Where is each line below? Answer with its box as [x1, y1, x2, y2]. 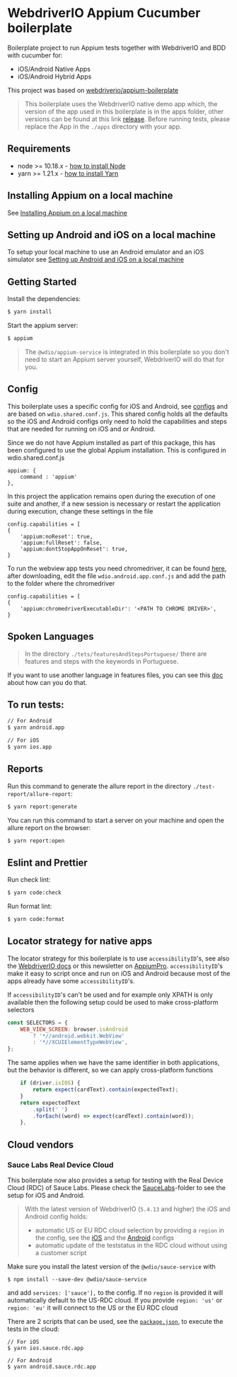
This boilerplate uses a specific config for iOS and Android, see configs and [7, 402, 228, 410]
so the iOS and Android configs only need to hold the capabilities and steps [7, 416, 228, 426]
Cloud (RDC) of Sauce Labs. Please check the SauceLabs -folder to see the [7, 1184, 226, 1191]
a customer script [35, 1249, 87, 1257]
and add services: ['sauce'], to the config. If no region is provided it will [7, 1288, 224, 1297]
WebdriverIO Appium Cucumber [7, 5, 201, 21]
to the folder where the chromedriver [7, 579, 115, 587]
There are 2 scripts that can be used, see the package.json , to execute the [7, 1317, 224, 1325]
